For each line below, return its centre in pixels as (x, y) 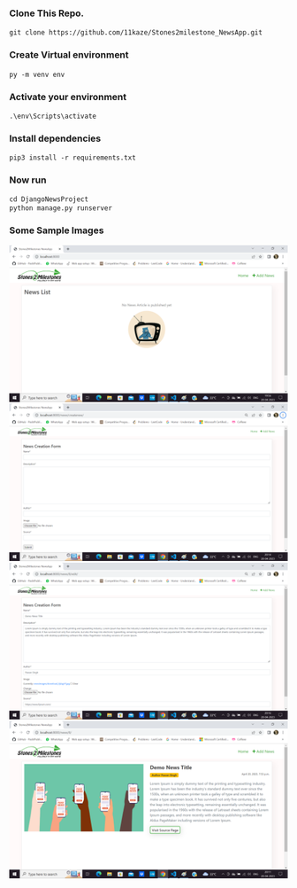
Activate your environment (68, 97)
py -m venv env (37, 74)
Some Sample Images (57, 230)
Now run (28, 180)
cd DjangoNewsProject (49, 199)
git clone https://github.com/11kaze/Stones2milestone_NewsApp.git (136, 33)
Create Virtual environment (69, 55)
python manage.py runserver (61, 208)
